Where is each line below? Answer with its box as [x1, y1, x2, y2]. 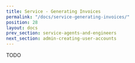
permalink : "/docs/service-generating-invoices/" [6, 14, 130, 20]
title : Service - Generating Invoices [6, 8, 101, 15]
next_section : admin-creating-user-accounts [6, 36, 117, 41]
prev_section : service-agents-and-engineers [6, 30, 117, 36]
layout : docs [6, 24, 38, 31]
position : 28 [6, 19, 38, 25]
